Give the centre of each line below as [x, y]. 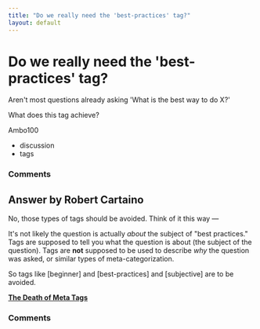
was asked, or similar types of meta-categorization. [91, 259]
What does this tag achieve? [54, 115]
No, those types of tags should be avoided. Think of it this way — [114, 219]
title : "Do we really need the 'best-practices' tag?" [99, 15]
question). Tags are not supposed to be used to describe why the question [129, 250]
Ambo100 [23, 130]
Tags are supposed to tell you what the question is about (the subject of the [130, 242]
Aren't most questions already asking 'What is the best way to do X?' [119, 100]
